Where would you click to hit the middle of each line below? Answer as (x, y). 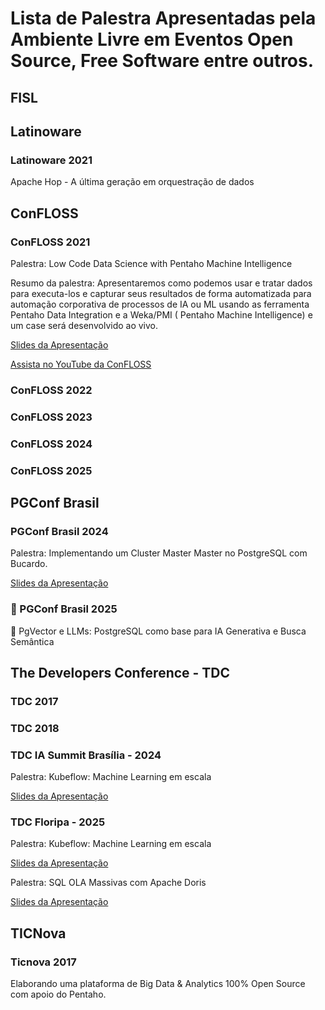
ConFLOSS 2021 (50, 242)
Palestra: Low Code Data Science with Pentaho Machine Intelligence (151, 263)
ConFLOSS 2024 (51, 444)
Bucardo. (29, 564)
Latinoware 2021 (51, 160)
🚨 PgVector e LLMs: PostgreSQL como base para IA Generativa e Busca (158, 631)
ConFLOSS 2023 (51, 417)
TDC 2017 (34, 701)
